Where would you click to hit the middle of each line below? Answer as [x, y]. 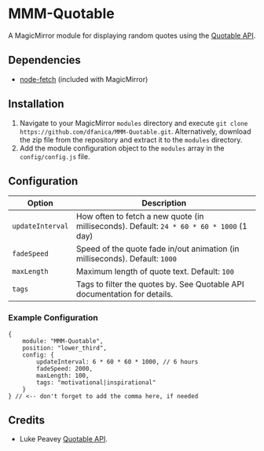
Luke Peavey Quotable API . [63, 439]
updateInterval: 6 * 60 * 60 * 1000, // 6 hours [117, 362]
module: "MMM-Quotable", [63, 341]
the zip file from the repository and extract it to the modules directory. [131, 139]
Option [40, 203]
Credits [27, 421]
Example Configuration [53, 318]
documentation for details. [125, 294]
